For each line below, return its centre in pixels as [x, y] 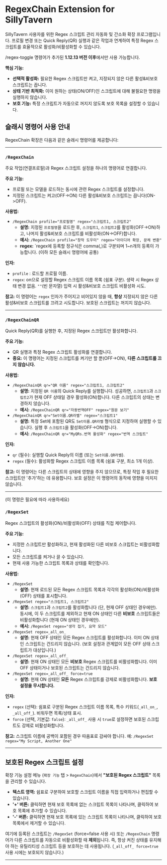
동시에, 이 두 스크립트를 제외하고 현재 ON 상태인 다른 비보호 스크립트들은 [90, 613]
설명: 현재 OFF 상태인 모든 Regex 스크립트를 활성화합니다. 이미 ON [85, 638]
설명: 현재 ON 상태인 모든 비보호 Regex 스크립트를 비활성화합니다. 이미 [88, 661]
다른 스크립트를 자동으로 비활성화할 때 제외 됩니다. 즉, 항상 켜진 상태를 [81, 840]
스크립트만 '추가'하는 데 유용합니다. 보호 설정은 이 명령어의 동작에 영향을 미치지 [81, 478]
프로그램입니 [148, 34]
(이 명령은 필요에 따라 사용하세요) [37, 499]
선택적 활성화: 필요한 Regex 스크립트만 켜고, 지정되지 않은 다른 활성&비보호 [85, 78]
